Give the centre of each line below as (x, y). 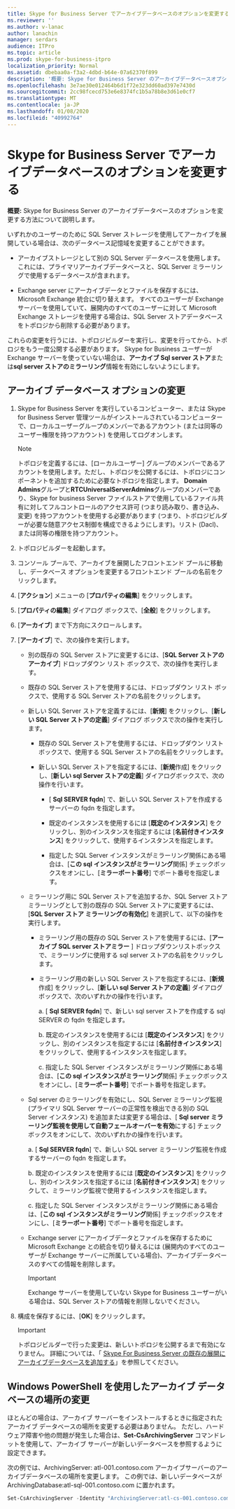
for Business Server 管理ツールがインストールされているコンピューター (120, 417)
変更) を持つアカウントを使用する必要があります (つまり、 (101, 516)
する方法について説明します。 (56, 219)
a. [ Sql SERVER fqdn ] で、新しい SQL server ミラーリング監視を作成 (127, 1150)
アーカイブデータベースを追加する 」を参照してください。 (100, 1362)
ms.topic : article (34, 53)
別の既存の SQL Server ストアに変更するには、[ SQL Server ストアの (126, 655)
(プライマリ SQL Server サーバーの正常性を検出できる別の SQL (118, 1108)
